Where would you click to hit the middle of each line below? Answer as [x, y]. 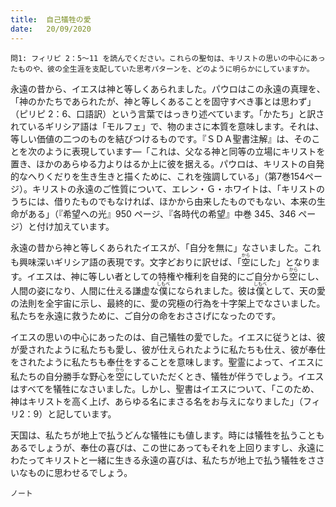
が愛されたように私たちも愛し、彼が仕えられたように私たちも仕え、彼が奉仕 [168, 349]
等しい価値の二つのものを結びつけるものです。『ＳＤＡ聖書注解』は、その [161, 138]
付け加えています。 [75, 226]
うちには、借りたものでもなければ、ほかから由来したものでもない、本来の [163, 201]
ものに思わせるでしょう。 [80, 472]
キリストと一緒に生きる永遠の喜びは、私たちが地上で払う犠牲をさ [180, 460]
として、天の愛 [295, 290]
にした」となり [280, 262]
